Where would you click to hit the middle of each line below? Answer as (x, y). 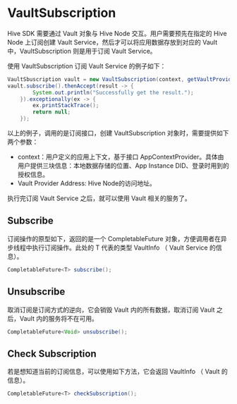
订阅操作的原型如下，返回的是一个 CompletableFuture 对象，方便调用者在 (114, 238)
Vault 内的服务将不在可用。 (59, 318)
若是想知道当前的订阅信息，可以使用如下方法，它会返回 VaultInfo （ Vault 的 (117, 372)
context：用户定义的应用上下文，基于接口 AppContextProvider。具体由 (121, 157)
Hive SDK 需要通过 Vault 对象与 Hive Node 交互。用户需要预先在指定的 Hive (117, 33)
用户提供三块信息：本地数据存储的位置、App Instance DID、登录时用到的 (123, 166)
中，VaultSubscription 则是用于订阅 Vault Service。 (82, 51)
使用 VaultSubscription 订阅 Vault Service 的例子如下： (87, 66)
